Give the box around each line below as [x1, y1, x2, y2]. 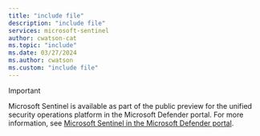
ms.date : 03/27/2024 [8, 49, 78, 57]
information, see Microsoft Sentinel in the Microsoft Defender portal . [8, 118, 234, 128]
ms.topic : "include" [8, 42, 78, 50]
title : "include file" [8, 11, 84, 20]
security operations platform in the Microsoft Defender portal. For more [8, 110, 244, 119]
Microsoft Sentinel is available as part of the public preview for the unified [8, 101, 253, 110]
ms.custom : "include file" [8, 64, 99, 72]
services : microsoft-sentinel [8, 26, 110, 34]
